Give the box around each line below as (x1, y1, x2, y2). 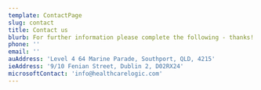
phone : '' (8, 41, 41, 49)
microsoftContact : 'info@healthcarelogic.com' (8, 70, 163, 77)
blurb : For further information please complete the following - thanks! (8, 33, 255, 41)
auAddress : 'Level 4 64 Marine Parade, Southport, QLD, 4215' (8, 56, 216, 63)
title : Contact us (8, 26, 68, 34)
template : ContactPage (8, 11, 82, 20)
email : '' (8, 48, 41, 56)
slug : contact (8, 19, 55, 27)
